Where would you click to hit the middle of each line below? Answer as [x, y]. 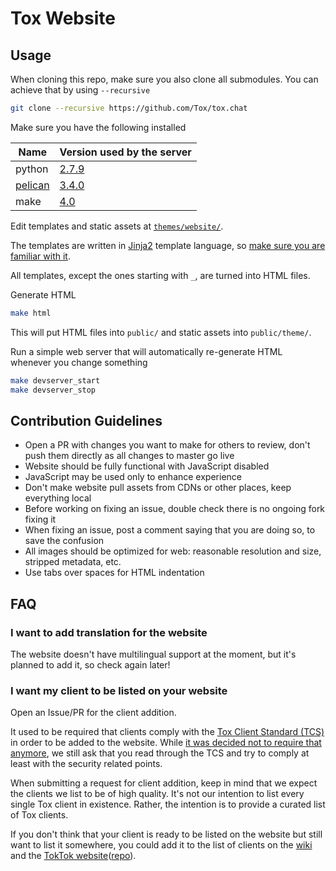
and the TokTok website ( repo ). [73, 856]
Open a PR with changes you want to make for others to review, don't [167, 445]
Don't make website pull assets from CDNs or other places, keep [158, 488]
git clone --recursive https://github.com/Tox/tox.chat [129, 108]
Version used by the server [125, 152]
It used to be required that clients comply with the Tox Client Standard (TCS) [167, 732]
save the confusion [64, 541]
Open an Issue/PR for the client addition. [93, 713]
